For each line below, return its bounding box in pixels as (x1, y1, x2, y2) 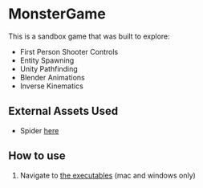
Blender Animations (19, 72, 86, 82)
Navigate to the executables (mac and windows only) (19, 170, 197, 180)
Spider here (19, 125, 59, 135)
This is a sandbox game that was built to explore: (8, 31, 170, 41)
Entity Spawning (19, 55, 75, 65)
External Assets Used (8, 104, 119, 118)
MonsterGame (8, 5, 106, 23)
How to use (8, 149, 66, 163)
